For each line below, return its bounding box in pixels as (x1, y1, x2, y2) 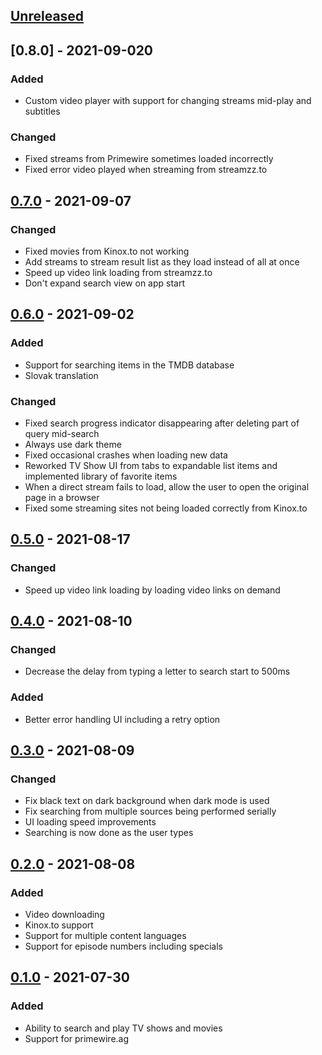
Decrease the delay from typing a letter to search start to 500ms (24, 665, 291, 678)
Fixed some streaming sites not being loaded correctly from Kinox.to (24, 502, 308, 514)
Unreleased (10, 8, 85, 25)
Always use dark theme (24, 439, 122, 451)
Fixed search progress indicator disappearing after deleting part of (24, 417, 300, 429)
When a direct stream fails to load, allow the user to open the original (24, 481, 310, 493)
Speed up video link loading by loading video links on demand (24, 584, 281, 596)
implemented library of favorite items (24, 470, 178, 483)
